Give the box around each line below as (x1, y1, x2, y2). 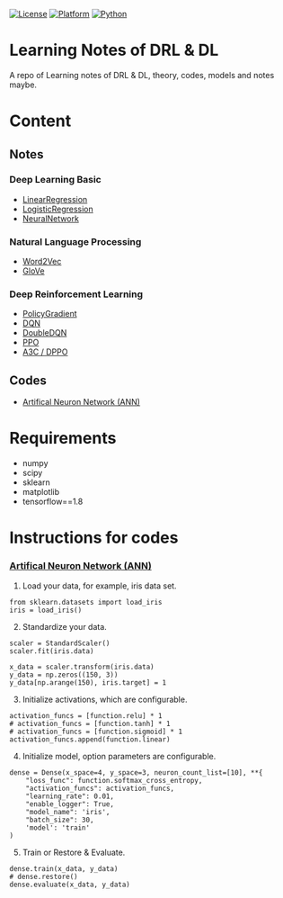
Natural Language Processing (9, 235, 142, 247)
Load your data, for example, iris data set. (22, 580, 177, 591)
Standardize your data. (22, 621, 108, 632)
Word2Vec (22, 256, 62, 267)
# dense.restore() (9, 872, 78, 881)
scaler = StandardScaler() (9, 639, 111, 648)
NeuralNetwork (22, 212, 79, 224)
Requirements (9, 428, 117, 449)
